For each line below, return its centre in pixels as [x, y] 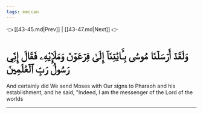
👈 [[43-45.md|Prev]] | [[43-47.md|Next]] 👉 [62, 29]
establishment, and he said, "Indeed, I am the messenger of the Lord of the [100, 92]
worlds [15, 98]
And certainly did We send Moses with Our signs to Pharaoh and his [91, 86]
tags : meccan [23, 12]
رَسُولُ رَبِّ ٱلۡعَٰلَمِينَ [38, 69]
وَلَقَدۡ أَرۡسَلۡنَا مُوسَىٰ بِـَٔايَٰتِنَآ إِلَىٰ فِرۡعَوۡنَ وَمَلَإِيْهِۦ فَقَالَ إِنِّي [97, 55]
